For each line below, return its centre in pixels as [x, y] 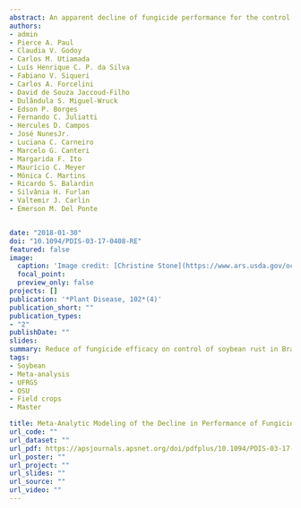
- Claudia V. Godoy [46, 51]
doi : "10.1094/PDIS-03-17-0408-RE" [76, 241]
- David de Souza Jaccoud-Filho [69, 92]
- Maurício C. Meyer [48, 167]
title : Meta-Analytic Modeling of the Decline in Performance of [133, 424]
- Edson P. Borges [43, 109]
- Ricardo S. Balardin [52, 184]
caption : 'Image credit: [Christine [86, 266]
